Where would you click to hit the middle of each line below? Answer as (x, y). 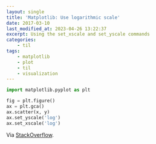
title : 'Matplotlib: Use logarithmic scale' (63, 17)
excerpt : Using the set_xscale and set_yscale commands (78, 34)
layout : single (25, 12)
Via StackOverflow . (30, 135)
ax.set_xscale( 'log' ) (34, 123)
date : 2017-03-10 (28, 23)
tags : (13, 51)
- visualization (38, 74)
